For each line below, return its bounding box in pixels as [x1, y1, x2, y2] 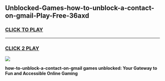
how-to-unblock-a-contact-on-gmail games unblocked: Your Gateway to [5, 65, 158, 71]
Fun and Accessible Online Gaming [5, 70, 78, 76]
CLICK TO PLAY [5, 27, 43, 33]
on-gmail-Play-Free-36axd [5, 12, 89, 20]
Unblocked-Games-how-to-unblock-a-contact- [5, 4, 155, 12]
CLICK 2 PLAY [5, 45, 39, 52]
